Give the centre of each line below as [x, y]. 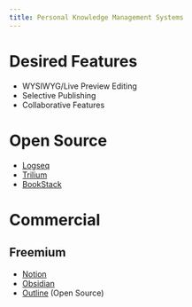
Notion [34, 274]
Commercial [55, 220]
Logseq [36, 165]
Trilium [35, 175]
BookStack [42, 184]
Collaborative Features [63, 105]
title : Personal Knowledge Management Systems [96, 17]
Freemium [38, 252]
